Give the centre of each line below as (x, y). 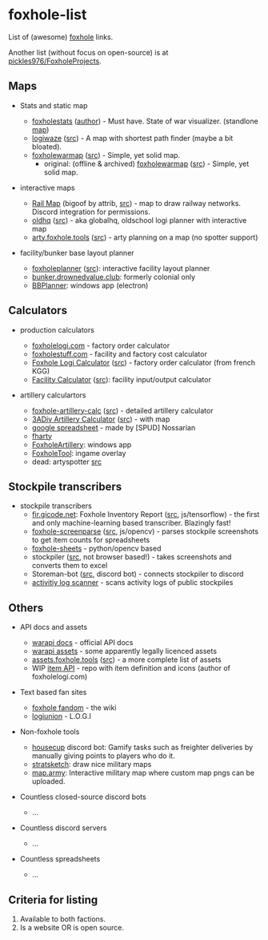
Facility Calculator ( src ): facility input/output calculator (122, 379)
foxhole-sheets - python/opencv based (96, 549)
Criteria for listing (53, 900)
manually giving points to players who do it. (103, 756)
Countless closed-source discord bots (83, 797)
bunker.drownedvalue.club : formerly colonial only (114, 276)
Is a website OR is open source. (72, 928)
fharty (42, 436)
